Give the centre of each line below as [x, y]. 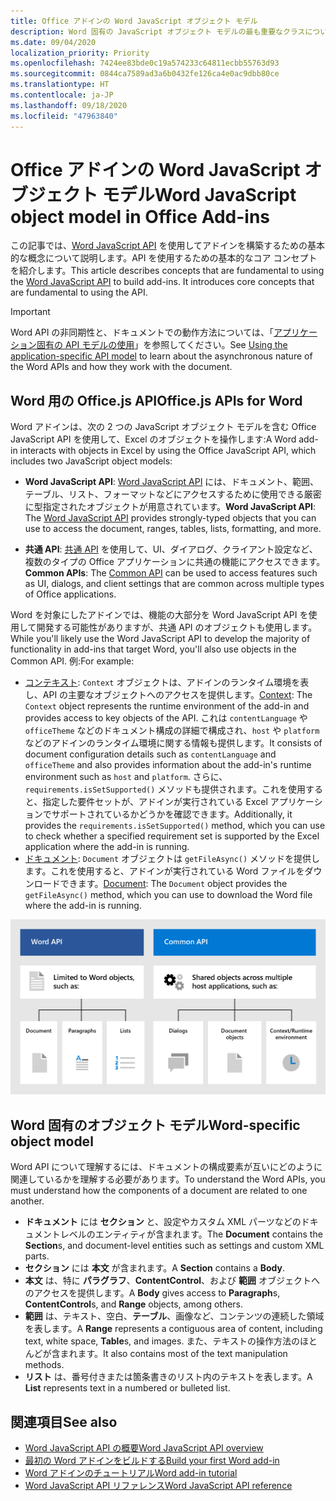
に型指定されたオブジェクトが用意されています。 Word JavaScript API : [170, 507]
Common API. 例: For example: [72, 661]
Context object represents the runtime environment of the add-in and [167, 706]
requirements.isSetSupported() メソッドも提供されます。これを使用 [165, 789]
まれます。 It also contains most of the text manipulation [173, 1354]
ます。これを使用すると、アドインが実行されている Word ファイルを [164, 871]
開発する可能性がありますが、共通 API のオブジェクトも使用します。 [177, 627]
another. [27, 1201]
